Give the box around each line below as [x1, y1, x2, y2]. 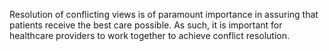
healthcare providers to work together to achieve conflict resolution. [9, 30, 290, 41]
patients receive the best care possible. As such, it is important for [9, 19, 283, 31]
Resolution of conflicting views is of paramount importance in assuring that [9, 9, 319, 20]
